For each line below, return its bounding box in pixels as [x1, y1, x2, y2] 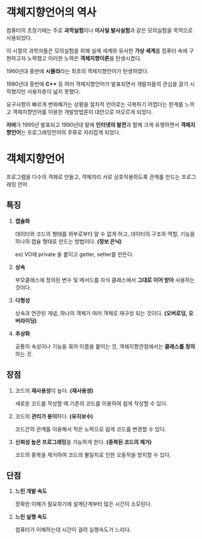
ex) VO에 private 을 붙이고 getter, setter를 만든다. [14, 250, 134, 257]
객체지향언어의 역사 [6, 5, 96, 19]
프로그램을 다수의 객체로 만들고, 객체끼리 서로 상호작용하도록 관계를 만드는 [6, 173, 180, 180]
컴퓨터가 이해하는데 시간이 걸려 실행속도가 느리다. [14, 526, 131, 534]
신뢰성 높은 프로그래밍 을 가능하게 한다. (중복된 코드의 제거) [14, 438, 152, 445]
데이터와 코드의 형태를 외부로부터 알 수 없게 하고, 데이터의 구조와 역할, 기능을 [14, 230, 195, 237]
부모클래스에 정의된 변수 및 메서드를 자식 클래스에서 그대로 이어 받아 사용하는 [14, 276, 195, 283]
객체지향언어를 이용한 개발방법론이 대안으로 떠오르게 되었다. [12, 108, 153, 115]
